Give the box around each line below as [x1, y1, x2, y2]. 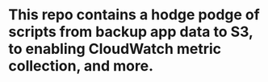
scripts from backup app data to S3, [8, 23, 253, 41]
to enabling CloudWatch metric [8, 40, 222, 58]
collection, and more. [8, 57, 153, 76]
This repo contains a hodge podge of [8, 6, 260, 24]
